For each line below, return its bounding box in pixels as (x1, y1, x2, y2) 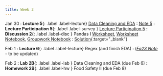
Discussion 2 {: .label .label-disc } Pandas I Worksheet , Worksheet (5, 31, 139, 37)
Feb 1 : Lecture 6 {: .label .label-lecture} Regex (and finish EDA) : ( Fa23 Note (5, 45, 158, 51)
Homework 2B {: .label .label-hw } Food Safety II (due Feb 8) (5, 65, 126, 71)
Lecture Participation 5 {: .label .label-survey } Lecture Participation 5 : (5, 25, 148, 32)
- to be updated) (5, 51, 38, 57)
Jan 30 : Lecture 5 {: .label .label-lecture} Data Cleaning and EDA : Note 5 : (5, 20, 155, 26)
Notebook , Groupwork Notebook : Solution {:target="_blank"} (5, 36, 128, 42)
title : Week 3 (5, 7, 34, 12)
